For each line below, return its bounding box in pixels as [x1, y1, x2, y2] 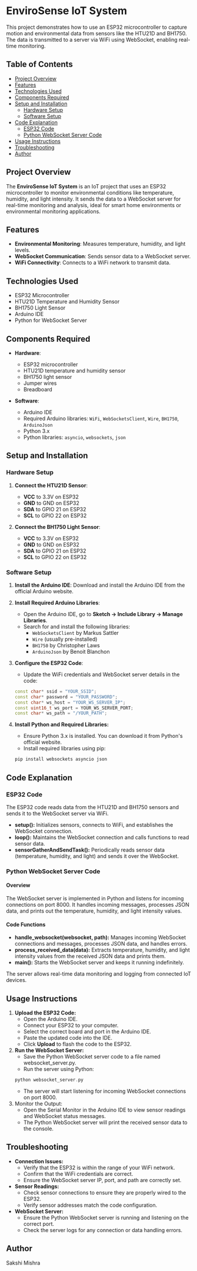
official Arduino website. [14, 587, 74, 595]
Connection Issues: [14, 1157, 64, 1164]
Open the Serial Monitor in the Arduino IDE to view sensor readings [23, 1106, 186, 1113]
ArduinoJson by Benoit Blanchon [32, 648, 110, 655]
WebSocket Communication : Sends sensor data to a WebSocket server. [14, 253, 191, 260]
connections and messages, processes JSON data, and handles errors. [14, 940, 188, 947]
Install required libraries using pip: [23, 745, 106, 752]
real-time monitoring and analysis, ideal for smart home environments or [6, 201, 181, 208]
